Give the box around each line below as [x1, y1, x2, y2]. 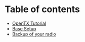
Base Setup [12, 25, 36, 31]
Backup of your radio [12, 31, 56, 37]
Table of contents [5, 4, 80, 15]
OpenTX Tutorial [12, 20, 47, 26]
